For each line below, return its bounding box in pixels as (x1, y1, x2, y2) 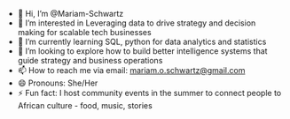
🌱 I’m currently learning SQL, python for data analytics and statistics (17, 36, 267, 47)
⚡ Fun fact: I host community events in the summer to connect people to (17, 88, 282, 98)
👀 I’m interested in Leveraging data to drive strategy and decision (17, 18, 256, 28)
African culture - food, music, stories (17, 100, 153, 110)
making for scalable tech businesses (17, 27, 153, 37)
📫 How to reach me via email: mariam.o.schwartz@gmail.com (17, 65, 246, 75)
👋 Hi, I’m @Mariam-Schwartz (17, 9, 124, 19)
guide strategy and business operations (17, 56, 163, 65)
